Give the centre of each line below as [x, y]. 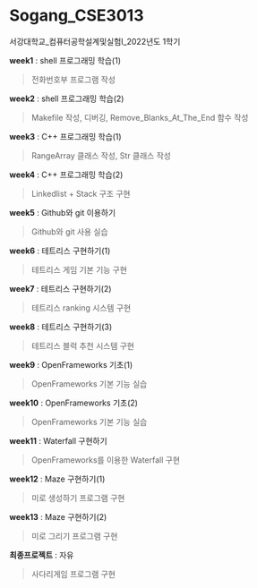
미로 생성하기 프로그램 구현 [78, 498]
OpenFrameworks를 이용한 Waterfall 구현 [106, 460]
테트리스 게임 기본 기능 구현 [79, 269]
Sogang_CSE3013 [77, 16]
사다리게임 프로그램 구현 [73, 574]
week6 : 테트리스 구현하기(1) [60, 251]
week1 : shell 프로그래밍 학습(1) [65, 60]
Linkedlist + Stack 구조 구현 [81, 193]
